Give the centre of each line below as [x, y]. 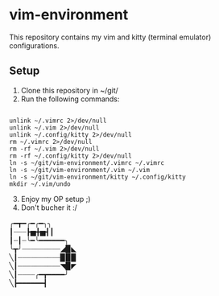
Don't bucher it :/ [49, 208]
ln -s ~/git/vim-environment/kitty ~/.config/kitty [97, 177]
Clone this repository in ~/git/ [70, 90]
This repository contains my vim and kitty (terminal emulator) [110, 37]
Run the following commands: [70, 99]
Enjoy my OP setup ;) [56, 199]
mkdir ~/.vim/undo [40, 184]
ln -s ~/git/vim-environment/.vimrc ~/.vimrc [87, 162]
